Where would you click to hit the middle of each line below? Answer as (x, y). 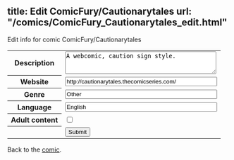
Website (35, 82)
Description (35, 63)
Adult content (35, 120)
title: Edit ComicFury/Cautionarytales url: (100, 12)
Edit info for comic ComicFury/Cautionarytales (74, 39)
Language (34, 107)
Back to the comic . (35, 149)
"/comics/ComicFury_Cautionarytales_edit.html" (117, 23)
